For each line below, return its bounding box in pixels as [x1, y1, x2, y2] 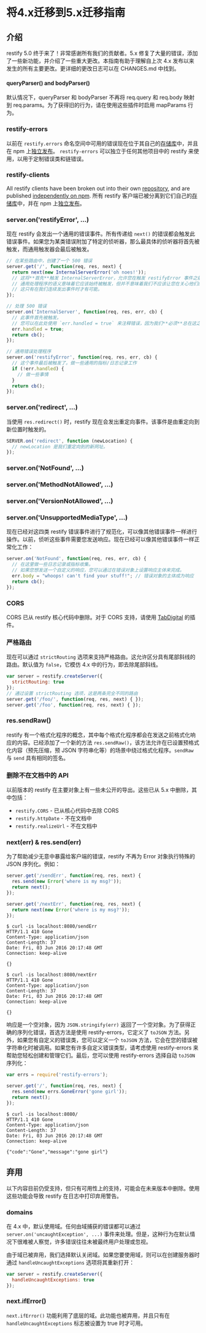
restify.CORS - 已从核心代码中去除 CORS [15, 807, 119, 815]
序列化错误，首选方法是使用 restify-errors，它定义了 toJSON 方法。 [17, 1029, 185, 1036]
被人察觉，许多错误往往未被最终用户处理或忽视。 [27, 1238, 151, 1245]
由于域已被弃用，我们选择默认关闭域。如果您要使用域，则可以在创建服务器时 [6, 1251, 200, 1258]
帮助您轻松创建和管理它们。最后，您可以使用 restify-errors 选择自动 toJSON [6, 1052, 196, 1059]
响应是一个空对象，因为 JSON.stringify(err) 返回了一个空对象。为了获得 [6, 1021, 191, 1029]
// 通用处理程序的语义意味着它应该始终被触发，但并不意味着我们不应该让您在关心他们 [12, 280, 198, 287]
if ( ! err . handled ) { [12, 365, 64, 372]
